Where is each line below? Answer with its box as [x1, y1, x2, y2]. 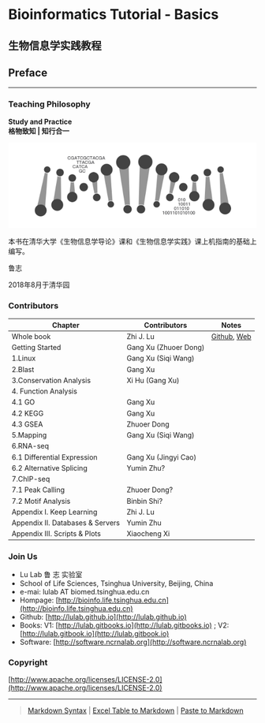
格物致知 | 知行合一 [8, 126, 69, 136]
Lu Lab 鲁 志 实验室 [19, 570, 83, 580]
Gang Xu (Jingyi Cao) [126, 452, 197, 462]
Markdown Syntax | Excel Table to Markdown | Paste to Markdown [27, 706, 244, 715]
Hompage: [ [19, 595, 59, 605]
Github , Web [211, 331, 252, 341]
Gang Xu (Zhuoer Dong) [126, 343, 205, 352]
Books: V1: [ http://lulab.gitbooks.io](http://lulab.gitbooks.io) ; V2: [19, 621, 230, 630]
